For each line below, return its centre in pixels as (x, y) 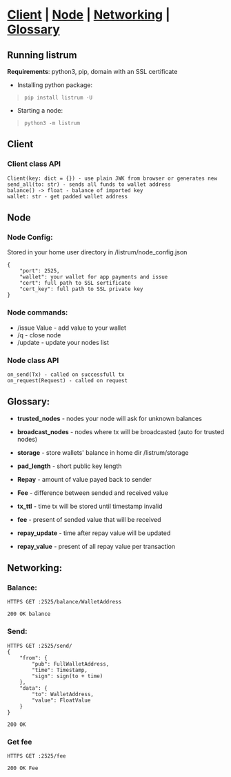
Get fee (20, 742)
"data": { (34, 688)
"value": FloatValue (61, 700)
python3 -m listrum (52, 123)
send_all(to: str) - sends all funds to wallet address (89, 184)
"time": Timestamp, (60, 670)
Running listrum (42, 55)
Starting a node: (40, 110)
